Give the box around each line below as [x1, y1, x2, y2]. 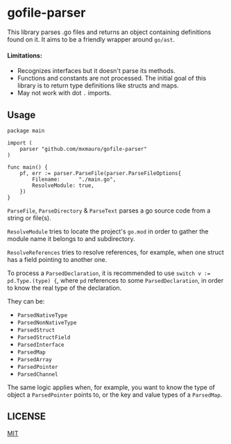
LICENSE [7, 411, 46, 422]
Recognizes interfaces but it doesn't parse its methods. [17, 67, 176, 75]
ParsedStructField [17, 334, 71, 341]
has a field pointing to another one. [7, 255, 108, 263]
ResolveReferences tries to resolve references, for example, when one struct [7, 248, 224, 256]
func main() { [7, 163, 49, 171]
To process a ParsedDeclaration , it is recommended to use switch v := [7, 269, 211, 277]
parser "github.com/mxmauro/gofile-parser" [19, 145, 148, 152]
